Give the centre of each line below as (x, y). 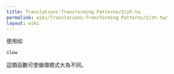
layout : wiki (23, 23)
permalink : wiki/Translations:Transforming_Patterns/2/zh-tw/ (87, 18)
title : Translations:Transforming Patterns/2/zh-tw (73, 12)
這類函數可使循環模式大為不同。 (46, 65)
